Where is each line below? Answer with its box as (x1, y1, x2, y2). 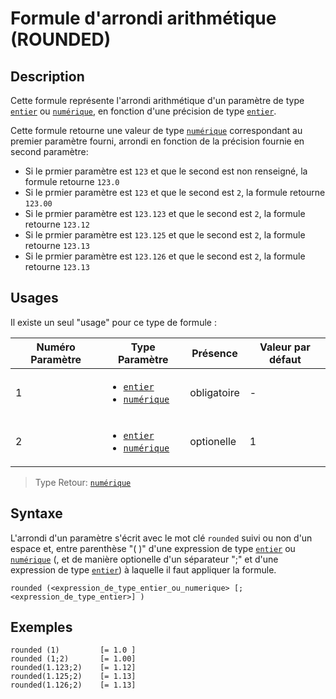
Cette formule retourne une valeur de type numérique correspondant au (10, 125, 303, 136)
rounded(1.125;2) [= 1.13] (10, 672, 137, 682)
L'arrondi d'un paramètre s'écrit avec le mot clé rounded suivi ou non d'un (10, 532, 313, 544)
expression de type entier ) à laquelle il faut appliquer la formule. (10, 563, 277, 576)
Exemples (10, 619, 73, 636)
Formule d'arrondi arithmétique (10, 7, 277, 30)
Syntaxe (10, 505, 63, 522)
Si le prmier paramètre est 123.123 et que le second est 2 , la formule (24, 208, 306, 219)
